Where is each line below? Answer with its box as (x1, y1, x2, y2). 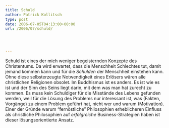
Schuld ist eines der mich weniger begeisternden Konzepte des (5, 58, 137, 64)
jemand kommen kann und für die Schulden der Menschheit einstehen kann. (5, 69, 164, 75)
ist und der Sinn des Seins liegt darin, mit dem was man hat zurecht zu (5, 84, 152, 91)
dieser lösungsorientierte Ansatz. (5, 117, 74, 123)
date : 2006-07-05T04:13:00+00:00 (5, 21, 76, 27)
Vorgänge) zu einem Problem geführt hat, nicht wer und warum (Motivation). (5, 101, 164, 107)
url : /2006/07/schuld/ (5, 26, 53, 31)
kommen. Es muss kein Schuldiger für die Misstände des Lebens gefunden (5, 90, 161, 96)
